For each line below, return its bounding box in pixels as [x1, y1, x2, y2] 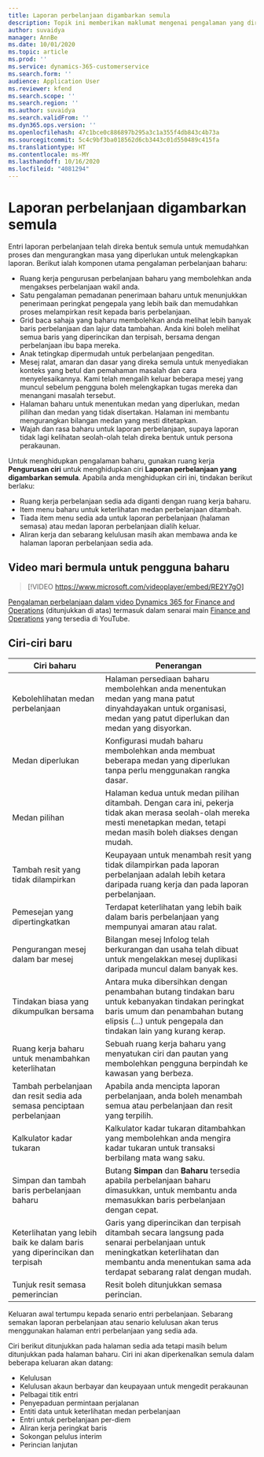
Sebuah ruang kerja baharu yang [104, 1038, 226, 1049]
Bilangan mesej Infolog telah [104, 934, 210, 945]
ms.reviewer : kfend [8, 84, 72, 93]
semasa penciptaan [12, 1100, 85, 1111]
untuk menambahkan [12, 1053, 90, 1064]
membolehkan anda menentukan [104, 683, 226, 694]
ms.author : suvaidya [8, 107, 76, 115]
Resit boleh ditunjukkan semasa [104, 1279, 222, 1290]
